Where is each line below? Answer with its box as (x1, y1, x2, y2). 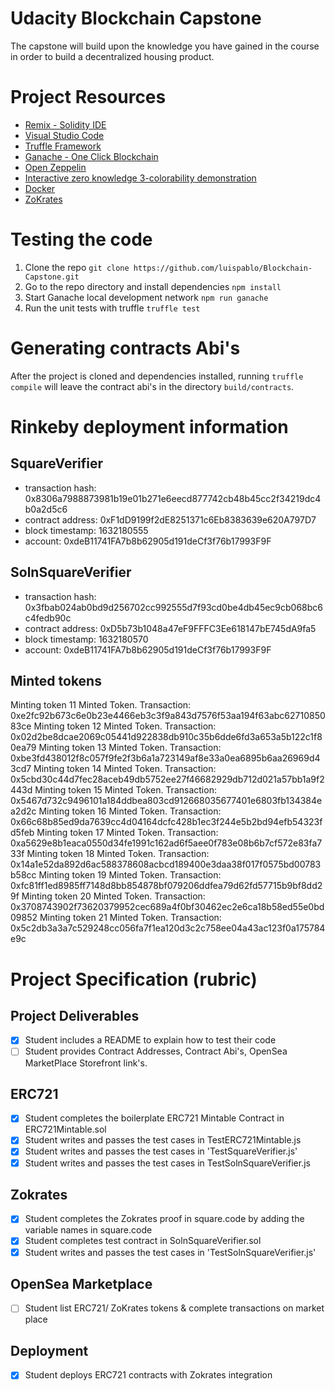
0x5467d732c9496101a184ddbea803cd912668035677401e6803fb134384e (10, 795, 323, 807)
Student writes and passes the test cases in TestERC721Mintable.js (24, 1134, 302, 1146)
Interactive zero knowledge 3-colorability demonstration (24, 172, 257, 184)
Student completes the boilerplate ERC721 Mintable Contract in (24, 1112, 285, 1124)
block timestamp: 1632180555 (24, 524, 149, 536)
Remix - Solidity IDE (24, 118, 107, 131)
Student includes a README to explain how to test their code (24, 1034, 277, 1046)
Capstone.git (24, 272, 80, 282)
